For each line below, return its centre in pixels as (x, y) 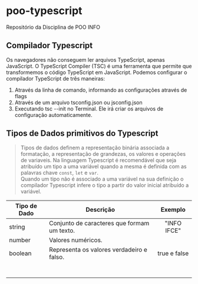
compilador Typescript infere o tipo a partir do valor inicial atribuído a (105, 185)
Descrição (100, 209)
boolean (20, 253)
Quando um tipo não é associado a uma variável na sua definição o (102, 179)
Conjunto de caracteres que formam (99, 223)
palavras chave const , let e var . (60, 172)
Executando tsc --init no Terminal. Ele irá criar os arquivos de (89, 108)
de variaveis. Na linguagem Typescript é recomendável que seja (98, 160)
